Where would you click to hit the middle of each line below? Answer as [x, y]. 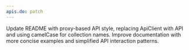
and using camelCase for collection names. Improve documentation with [94, 34]
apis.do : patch [25, 11]
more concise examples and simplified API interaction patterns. [82, 41]
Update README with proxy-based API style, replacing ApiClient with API [95, 28]
